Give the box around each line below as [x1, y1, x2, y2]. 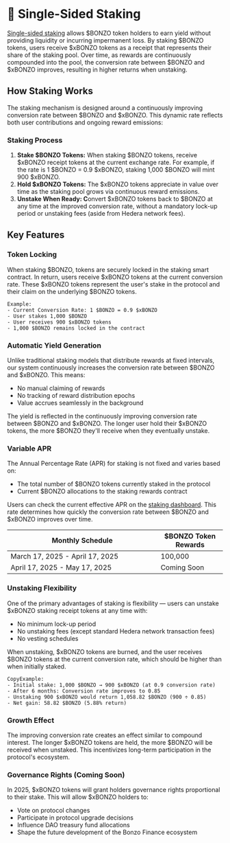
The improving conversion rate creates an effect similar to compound [7, 731, 203, 739]
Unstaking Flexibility [7, 583, 77, 593]
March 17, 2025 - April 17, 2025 [10, 552, 118, 561]
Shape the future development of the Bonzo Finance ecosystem [16, 828, 198, 837]
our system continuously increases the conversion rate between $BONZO [7, 363, 215, 372]
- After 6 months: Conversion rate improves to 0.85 [7, 687, 161, 695]
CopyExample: [7, 675, 44, 682]
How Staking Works [7, 85, 94, 97]
